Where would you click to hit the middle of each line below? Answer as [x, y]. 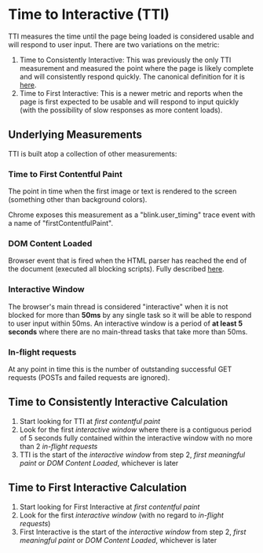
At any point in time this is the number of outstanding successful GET [120, 369]
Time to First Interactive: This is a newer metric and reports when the [131, 93]
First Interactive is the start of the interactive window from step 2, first [133, 532]
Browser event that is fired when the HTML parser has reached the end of [128, 260]
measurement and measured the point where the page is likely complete [136, 68]
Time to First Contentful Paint [66, 174]
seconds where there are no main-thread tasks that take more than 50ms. [128, 331]
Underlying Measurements [75, 135]
